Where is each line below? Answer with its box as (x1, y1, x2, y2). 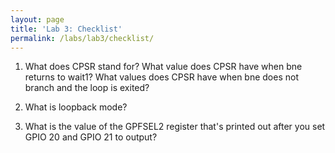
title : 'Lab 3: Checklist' (10, 24, 123, 34)
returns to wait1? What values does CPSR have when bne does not (24, 71, 300, 83)
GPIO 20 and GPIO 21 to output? (24, 131, 158, 143)
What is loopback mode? (24, 101, 128, 113)
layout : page (10, 14, 65, 25)
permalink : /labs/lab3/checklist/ (10, 33, 155, 43)
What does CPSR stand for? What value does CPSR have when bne (24, 61, 303, 73)
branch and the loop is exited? (24, 82, 150, 94)
